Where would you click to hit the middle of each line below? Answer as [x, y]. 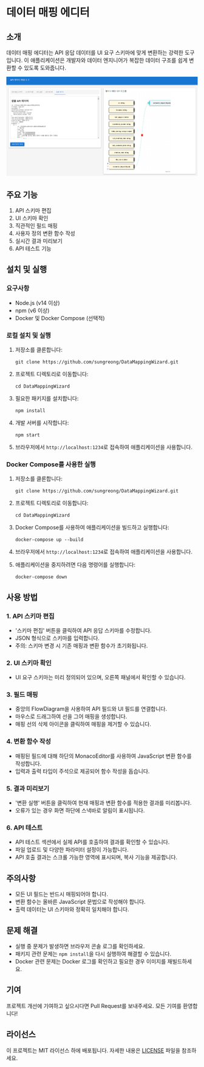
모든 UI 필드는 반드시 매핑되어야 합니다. [61, 894]
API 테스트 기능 [33, 248]
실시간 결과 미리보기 [39, 240]
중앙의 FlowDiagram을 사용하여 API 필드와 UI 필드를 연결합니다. [91, 709]
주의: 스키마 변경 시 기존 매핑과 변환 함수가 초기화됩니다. [81, 645]
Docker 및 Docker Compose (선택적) [60, 318]
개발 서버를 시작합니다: [42, 422]
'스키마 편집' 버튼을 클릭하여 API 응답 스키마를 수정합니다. [83, 630]
